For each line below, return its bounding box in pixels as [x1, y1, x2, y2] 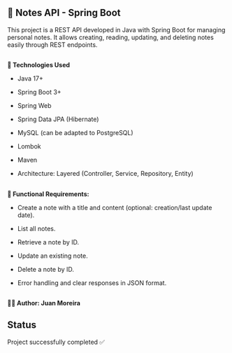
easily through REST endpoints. [7, 40, 98, 49]
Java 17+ [17, 74, 43, 83]
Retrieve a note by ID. [17, 237, 80, 246]
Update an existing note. [17, 251, 89, 260]
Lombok [17, 142, 42, 151]
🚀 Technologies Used [7, 61, 71, 69]
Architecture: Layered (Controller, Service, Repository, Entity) [17, 169, 194, 178]
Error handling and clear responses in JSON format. [17, 278, 167, 287]
